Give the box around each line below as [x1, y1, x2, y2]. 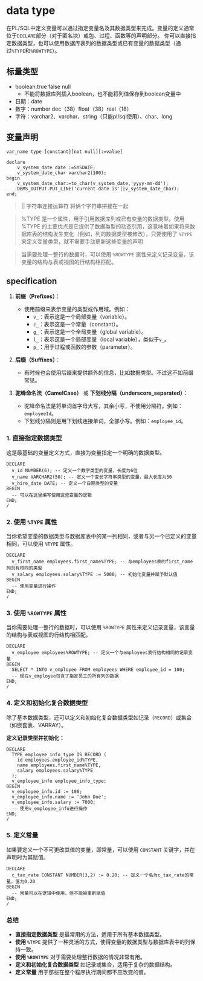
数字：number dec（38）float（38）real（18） [14, 105, 132, 112]
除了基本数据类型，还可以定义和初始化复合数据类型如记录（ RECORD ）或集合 [6, 714, 192, 721]
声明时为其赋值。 [6, 853, 49, 861]
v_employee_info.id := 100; [11, 788, 83, 795]
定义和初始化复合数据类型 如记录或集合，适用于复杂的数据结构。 [14, 961, 176, 968]
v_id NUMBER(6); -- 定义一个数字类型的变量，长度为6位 [11, 467, 138, 473]
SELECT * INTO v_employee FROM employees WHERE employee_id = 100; [11, 667, 185, 673]
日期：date [14, 97, 42, 105]
